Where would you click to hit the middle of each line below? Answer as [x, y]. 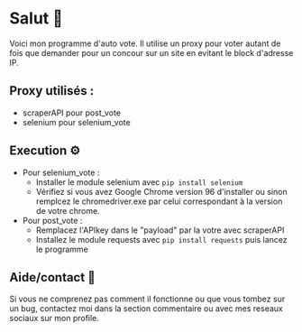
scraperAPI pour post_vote [72, 113]
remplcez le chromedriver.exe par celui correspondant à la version [159, 201]
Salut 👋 [36, 18]
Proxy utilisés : [52, 91]
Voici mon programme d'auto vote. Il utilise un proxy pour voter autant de [145, 43]
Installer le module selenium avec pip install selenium [139, 182]
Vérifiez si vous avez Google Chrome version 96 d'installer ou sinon [162, 191]
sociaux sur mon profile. [54, 318]
